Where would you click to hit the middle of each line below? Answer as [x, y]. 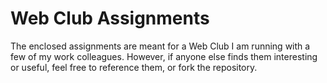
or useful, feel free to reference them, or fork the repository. [134, 67]
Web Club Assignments [110, 18]
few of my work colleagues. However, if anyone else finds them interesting [164, 56]
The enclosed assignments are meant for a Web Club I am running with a [160, 46]
